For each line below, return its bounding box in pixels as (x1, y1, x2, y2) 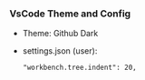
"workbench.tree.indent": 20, (22, 63, 138, 73)
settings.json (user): (22, 45, 98, 56)
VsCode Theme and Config (9, 7, 131, 20)
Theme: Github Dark (22, 28, 99, 39)
